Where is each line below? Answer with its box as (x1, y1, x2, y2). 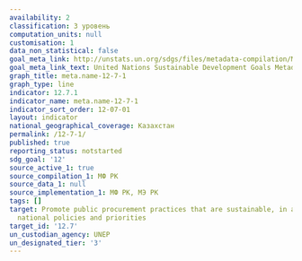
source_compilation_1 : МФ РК (9, 171, 119, 180)
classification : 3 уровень (9, 22, 111, 30)
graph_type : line (9, 80, 75, 89)
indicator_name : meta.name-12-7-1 (9, 96, 139, 106)
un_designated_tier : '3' (9, 239, 102, 248)
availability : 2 (9, 13, 70, 22)
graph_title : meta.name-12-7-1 (9, 72, 127, 81)
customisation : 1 (9, 38, 75, 48)
